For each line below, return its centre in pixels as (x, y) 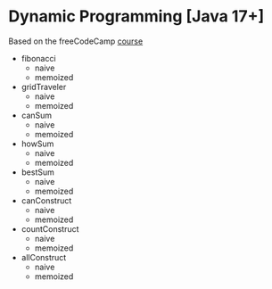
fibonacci (38, 58)
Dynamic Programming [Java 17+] (136, 17)
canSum (37, 115)
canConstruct (46, 200)
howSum (37, 144)
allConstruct (44, 257)
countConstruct (50, 228)
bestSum (38, 172)
